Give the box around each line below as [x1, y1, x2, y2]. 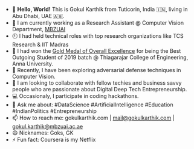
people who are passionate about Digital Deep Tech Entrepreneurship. [11, 86, 187, 93]
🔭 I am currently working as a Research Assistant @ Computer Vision [11, 19, 184, 26]
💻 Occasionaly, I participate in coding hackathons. [11, 93, 139, 99]
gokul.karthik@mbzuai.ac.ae [11, 123, 83, 130]
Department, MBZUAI [11, 26, 66, 32]
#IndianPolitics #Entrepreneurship [11, 108, 97, 114]
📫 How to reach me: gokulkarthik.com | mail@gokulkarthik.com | [11, 114, 175, 121]
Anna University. [11, 60, 53, 67]
